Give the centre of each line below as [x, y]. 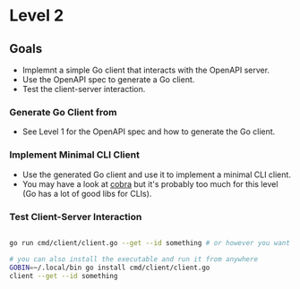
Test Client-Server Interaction [76, 217]
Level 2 [37, 16]
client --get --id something [64, 276]
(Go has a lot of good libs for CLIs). [87, 193]
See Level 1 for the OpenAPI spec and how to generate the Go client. [149, 132]
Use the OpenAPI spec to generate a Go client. [108, 80]
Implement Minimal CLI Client [75, 155]
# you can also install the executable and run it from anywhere [133, 259]
